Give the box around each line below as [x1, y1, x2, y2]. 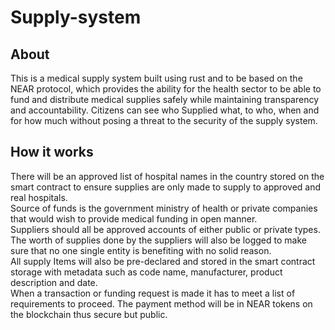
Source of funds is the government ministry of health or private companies [10, 202, 318, 214]
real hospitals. [10, 191, 68, 203]
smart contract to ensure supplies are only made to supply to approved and [10, 181, 322, 193]
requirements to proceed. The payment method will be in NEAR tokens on [10, 297, 313, 310]
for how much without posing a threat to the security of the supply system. [10, 115, 318, 126]
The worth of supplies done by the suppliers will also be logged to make [10, 234, 307, 246]
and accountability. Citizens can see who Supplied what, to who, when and [10, 104, 320, 116]
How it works [10, 144, 94, 161]
